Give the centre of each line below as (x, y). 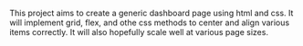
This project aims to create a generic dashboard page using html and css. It (151, 13)
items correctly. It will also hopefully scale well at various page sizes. (139, 32)
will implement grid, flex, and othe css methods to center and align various (150, 23)
